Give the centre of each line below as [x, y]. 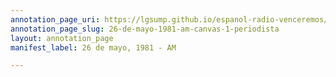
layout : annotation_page [62, 38]
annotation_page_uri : [55, 19]
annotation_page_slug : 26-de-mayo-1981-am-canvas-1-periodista [145, 29]
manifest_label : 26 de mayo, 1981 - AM [93, 47]
